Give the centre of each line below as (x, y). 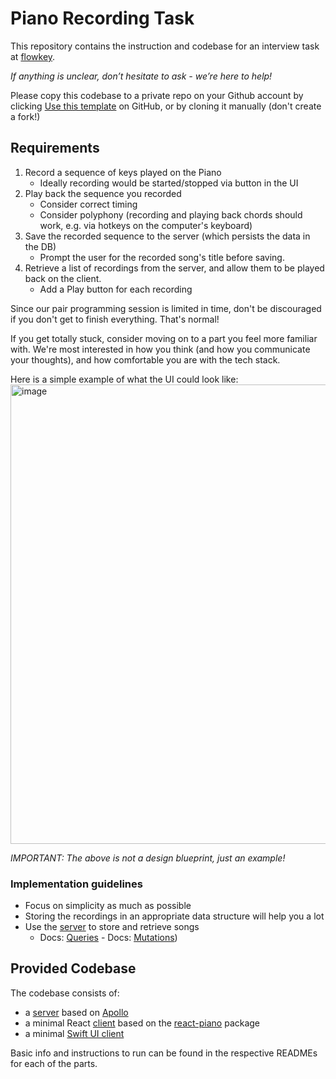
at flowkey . (33, 56)
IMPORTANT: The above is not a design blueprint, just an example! (148, 858)
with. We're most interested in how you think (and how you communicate (160, 349)
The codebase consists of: (65, 993)
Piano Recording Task (102, 18)
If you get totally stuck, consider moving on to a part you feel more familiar (164, 338)
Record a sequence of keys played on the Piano (123, 172)
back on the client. (63, 278)
